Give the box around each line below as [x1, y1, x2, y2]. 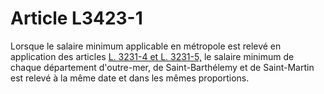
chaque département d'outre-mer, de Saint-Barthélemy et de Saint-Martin [10, 61, 315, 73]
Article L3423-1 [10, 7, 143, 30]
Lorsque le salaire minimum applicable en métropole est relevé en [10, 40, 282, 52]
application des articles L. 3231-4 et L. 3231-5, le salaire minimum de [10, 50, 295, 62]
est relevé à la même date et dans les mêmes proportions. [10, 72, 250, 84]
